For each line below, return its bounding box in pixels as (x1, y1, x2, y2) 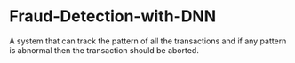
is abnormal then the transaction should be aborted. (9, 44, 200, 55)
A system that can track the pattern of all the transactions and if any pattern (9, 35, 287, 46)
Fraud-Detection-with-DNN (9, 6, 217, 27)
